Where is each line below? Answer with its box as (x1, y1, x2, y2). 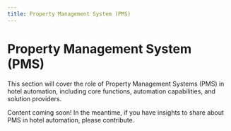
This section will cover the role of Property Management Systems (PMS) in (7, 79, 225, 88)
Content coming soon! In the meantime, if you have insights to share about (7, 108, 225, 117)
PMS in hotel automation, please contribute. (7, 115, 135, 124)
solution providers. (7, 94, 62, 103)
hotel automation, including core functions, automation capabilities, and (7, 86, 215, 96)
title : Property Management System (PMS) (7, 10, 131, 18)
